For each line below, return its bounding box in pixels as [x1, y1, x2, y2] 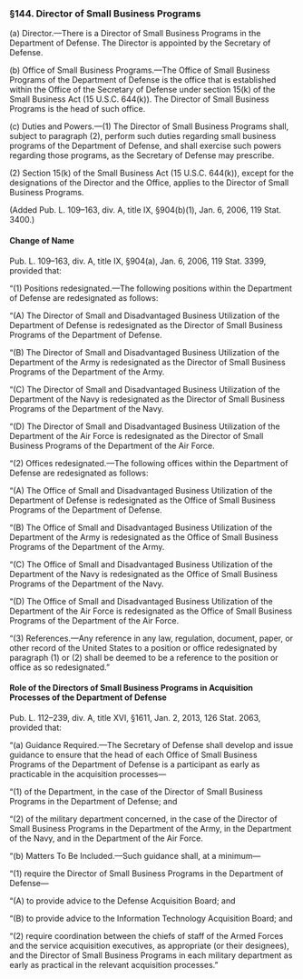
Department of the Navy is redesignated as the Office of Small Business [9, 568, 279, 579]
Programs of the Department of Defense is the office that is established [9, 75, 277, 85]
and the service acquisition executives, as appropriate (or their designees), [9, 940, 289, 951]
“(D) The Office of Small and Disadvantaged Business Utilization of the [9, 595, 274, 606]
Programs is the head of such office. [9, 104, 146, 115]
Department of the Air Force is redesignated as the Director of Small [9, 430, 264, 441]
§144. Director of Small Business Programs [9, 7, 201, 20]
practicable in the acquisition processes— [9, 768, 167, 779]
